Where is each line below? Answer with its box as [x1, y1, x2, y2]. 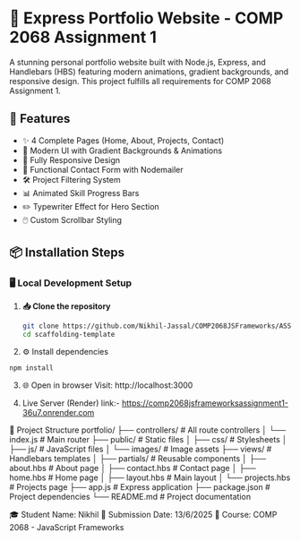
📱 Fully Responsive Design [21, 154, 121, 165]
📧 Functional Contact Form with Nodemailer [21, 164, 184, 175]
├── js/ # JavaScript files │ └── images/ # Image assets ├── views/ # [9, 443, 272, 455]
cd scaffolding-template [21, 331, 116, 339]
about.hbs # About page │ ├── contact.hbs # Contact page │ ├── [9, 463, 257, 474]
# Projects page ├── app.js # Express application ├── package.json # [9, 482, 270, 493]
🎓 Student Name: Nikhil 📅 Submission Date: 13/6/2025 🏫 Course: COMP [9, 510, 278, 520]
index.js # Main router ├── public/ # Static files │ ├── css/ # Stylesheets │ [9, 434, 288, 445]
